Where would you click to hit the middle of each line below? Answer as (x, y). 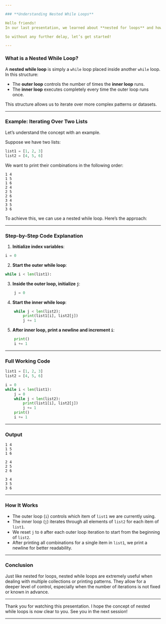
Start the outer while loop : (40, 265)
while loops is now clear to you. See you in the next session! (66, 611)
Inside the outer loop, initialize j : (46, 284)
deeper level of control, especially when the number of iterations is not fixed (83, 586)
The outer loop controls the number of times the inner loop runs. (78, 84)
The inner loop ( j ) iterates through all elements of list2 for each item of (85, 521)
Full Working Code (28, 361)
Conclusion (19, 565)
